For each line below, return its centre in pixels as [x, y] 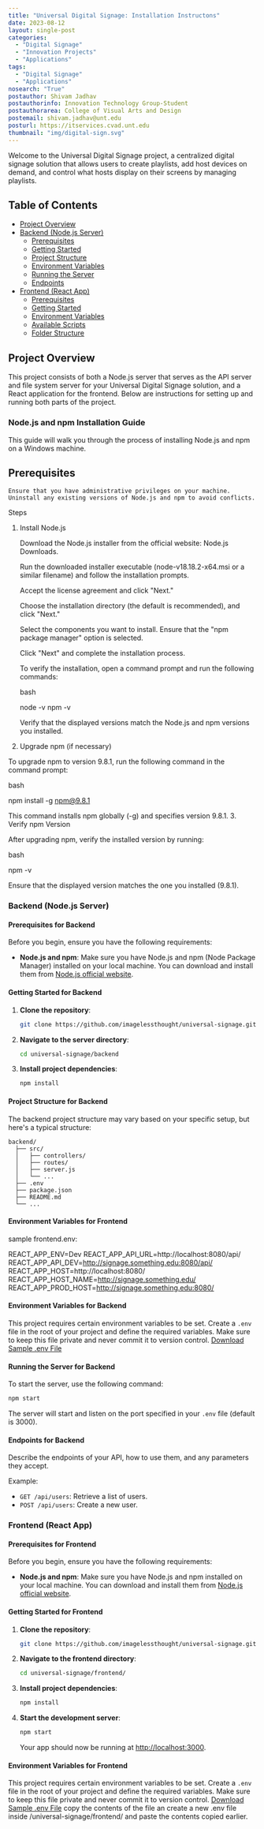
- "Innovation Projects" [56, 52]
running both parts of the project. [62, 402]
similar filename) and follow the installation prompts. [104, 575]
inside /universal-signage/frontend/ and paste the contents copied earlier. [128, 1816]
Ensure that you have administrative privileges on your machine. [119, 491]
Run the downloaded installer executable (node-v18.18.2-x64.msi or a [132, 567]
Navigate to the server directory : [74, 1039]
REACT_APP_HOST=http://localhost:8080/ [77, 1270]
